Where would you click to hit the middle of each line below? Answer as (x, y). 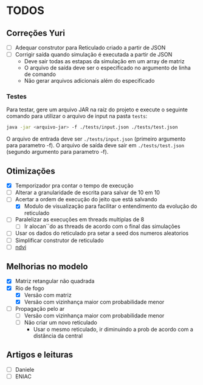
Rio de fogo (29, 288)
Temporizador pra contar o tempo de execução (74, 186)
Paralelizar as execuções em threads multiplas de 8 (80, 220)
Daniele (25, 369)
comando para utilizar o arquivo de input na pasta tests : (77, 116)
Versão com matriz (48, 295)
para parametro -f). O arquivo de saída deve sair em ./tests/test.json (95, 145)
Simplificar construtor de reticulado (60, 240)
